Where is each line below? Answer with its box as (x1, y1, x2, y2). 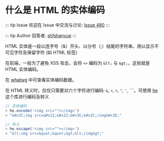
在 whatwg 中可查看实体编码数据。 (5, 77, 77, 83)
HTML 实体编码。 (5, 66, 41, 72)
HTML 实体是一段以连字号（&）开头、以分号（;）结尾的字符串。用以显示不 (5, 43, 159, 49)
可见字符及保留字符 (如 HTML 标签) (5, 49, 77, 55)
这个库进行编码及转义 (5, 93, 49, 100)
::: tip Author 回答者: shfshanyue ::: (5, 32, 76, 38)
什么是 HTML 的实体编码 (5, 4, 105, 16)
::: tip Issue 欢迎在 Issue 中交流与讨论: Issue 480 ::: (5, 22, 110, 28)
